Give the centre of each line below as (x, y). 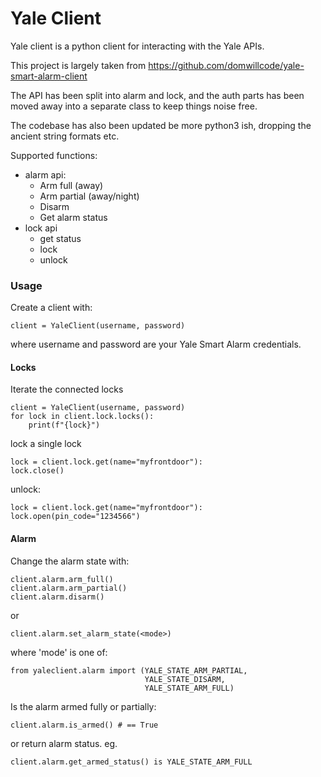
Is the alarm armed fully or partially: (83, 706)
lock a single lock (46, 444)
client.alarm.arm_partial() (69, 588)
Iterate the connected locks (67, 389)
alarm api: (45, 174)
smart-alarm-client (49, 76)
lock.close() (37, 471)
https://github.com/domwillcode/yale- (226, 65)
